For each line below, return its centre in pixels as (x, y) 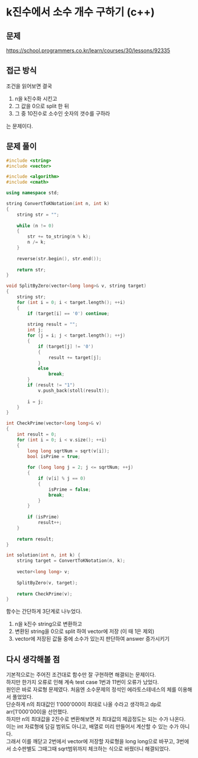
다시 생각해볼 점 (33, 659)
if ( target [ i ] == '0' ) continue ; (69, 314)
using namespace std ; (33, 193)
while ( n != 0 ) (35, 226)
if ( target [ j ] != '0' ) (66, 346)
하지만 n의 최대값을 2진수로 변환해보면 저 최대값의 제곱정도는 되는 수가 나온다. (96, 719)
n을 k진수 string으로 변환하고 (48, 624)
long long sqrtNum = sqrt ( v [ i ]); (69, 451)
